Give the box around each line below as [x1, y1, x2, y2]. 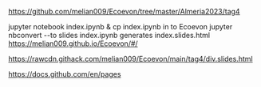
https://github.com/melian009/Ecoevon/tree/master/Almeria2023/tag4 [8, 7, 241, 16]
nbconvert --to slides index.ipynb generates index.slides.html [8, 31, 210, 40]
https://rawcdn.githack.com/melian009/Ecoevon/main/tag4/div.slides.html [8, 55, 253, 63]
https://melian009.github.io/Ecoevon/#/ [8, 39, 138, 48]
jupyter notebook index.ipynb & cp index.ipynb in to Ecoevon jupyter [8, 22, 233, 31]
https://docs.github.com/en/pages [8, 70, 121, 78]
